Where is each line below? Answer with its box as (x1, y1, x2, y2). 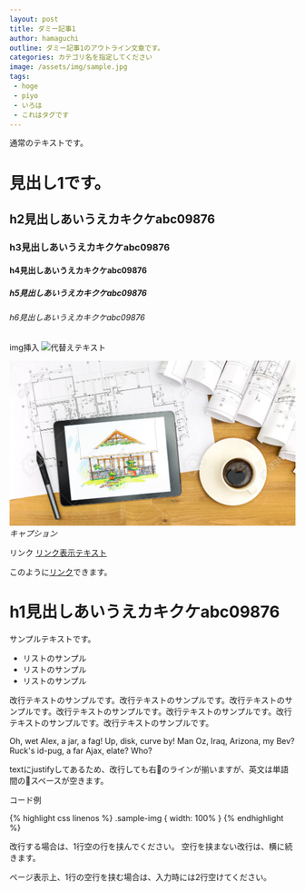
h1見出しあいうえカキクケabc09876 (9, 602, 280, 622)
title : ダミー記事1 (9, 24, 76, 34)
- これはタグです (13, 110, 70, 120)
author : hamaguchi (9, 34, 79, 43)
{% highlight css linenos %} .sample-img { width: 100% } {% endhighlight (9, 812, 284, 823)
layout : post (9, 15, 59, 24)
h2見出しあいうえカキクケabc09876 (9, 211, 216, 227)
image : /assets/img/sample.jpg (9, 63, 128, 72)
